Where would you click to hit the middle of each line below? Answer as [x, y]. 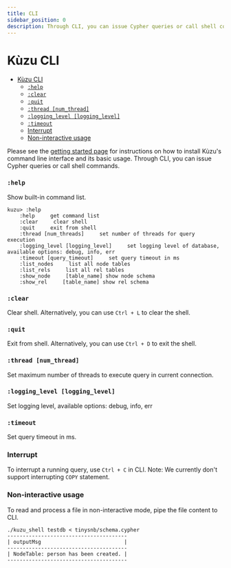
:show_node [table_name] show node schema [87, 276]
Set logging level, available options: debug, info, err [80, 406]
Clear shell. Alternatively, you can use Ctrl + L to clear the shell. [99, 312]
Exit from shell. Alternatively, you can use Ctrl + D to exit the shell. [102, 344]
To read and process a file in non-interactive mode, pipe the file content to [112, 509]
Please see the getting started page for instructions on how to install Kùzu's [114, 151]
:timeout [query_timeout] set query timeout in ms [100, 258]
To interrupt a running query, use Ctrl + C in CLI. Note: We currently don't [112, 470]
